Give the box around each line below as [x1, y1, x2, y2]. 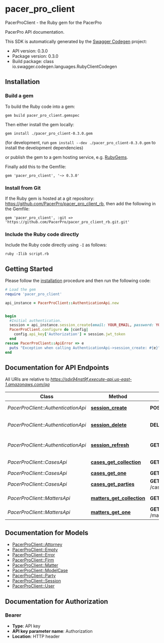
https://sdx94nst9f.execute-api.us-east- [50, 376, 132, 382]
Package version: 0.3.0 [12, 53, 59, 59]
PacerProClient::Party [12, 573, 56, 579]
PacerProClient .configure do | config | [9, 327, 89, 332]
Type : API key [12, 623, 41, 629]
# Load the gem [5, 287, 36, 292]
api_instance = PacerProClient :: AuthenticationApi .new [5, 300, 119, 305]
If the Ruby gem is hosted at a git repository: [5, 195, 94, 201]
